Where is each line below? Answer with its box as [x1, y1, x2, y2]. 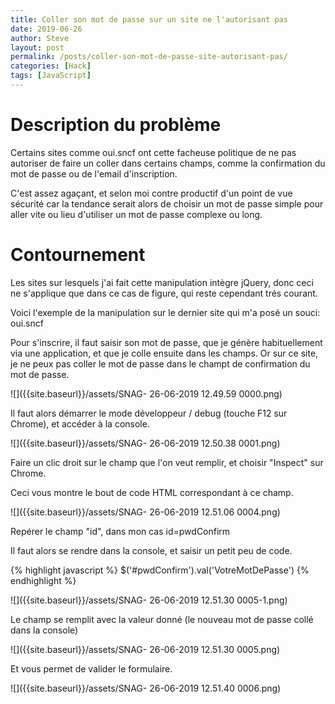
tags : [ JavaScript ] [10, 71, 92, 81]
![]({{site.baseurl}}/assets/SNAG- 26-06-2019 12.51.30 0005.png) [10, 643, 281, 655]
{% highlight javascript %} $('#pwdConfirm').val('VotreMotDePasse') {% [10, 564, 310, 576]
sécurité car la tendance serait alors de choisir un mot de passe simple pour [10, 197, 324, 210]
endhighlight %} [10, 574, 77, 586]
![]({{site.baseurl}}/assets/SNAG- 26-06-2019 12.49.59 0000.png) [10, 387, 283, 400]
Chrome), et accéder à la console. [10, 417, 150, 430]
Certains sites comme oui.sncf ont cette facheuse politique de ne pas [10, 146, 297, 158]
